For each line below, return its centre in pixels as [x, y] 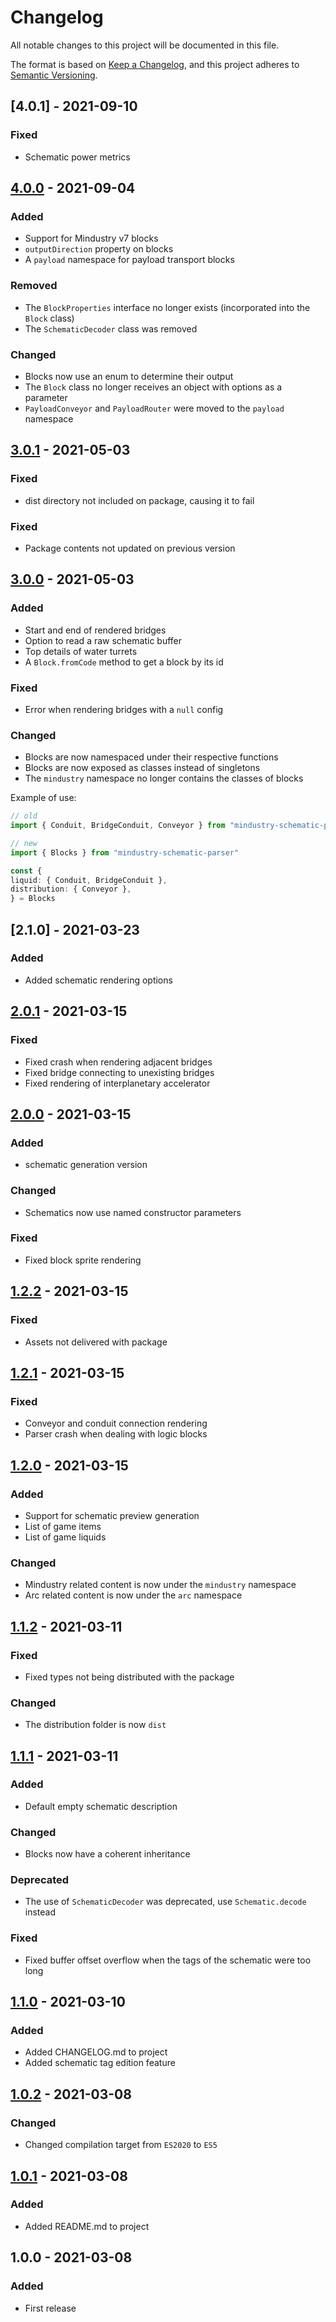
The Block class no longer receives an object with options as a [153, 387]
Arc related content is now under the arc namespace [133, 1595]
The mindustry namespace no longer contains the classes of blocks [164, 778]
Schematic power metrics [77, 157]
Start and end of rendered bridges [95, 630]
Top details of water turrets [81, 651]
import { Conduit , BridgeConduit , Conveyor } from [118, 826]
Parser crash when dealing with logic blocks [116, 1434]
